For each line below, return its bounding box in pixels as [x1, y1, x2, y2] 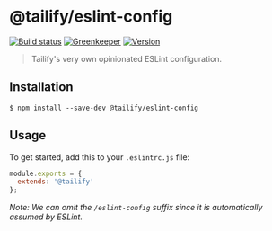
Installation [9, 79, 74, 95]
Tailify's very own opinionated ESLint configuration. [31, 53, 223, 64]
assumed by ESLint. [9, 211, 83, 222]
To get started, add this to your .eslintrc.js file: [9, 151, 190, 163]
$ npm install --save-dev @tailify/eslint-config [9, 103, 199, 112]
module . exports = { [9, 169, 83, 178]
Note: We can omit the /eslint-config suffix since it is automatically [9, 202, 263, 213]
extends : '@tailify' [17, 177, 94, 186]
